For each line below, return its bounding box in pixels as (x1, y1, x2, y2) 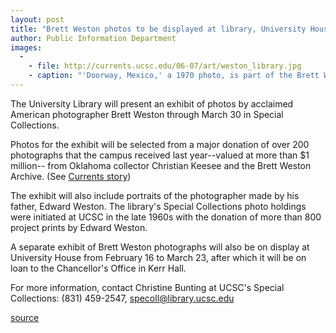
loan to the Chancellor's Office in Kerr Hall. (10, 262, 187, 274)
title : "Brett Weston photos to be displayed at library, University (10, 24, 307, 34)
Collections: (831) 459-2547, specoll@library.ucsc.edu (10, 292, 235, 304)
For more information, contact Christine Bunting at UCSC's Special (10, 281, 285, 293)
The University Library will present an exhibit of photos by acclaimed (10, 97, 294, 110)
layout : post (10, 14, 65, 25)
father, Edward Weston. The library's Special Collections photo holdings (10, 200, 307, 212)
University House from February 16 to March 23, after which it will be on (10, 251, 307, 263)
